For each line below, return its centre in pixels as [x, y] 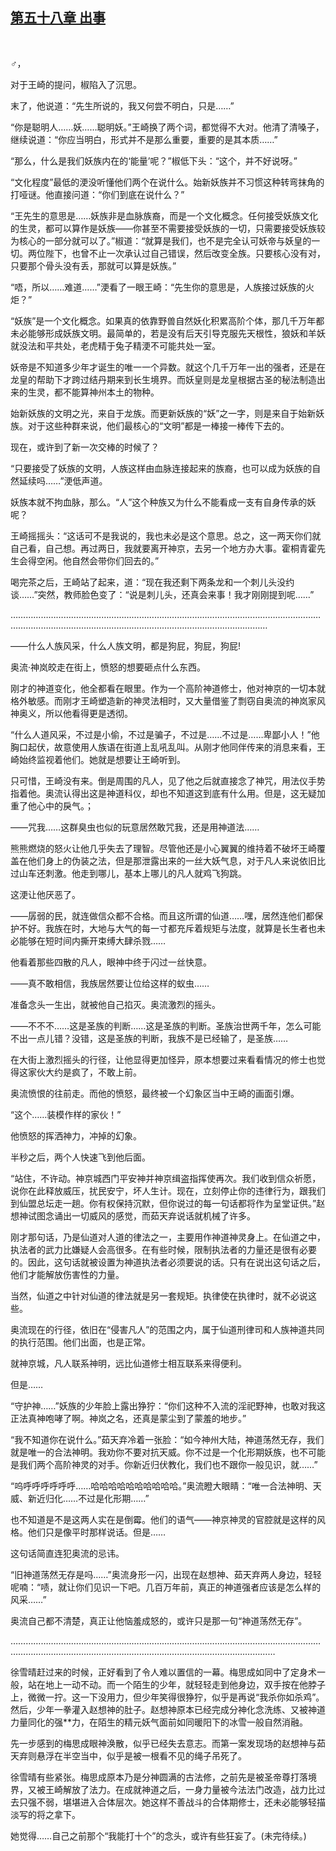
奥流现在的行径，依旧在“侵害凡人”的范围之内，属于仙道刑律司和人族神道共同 [167, 1329]
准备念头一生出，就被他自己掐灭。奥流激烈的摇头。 [115, 1004]
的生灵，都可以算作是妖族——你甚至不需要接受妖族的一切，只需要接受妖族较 [168, 228]
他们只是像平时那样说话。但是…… [97, 1532]
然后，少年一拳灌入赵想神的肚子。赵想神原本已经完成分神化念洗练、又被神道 [168, 1709]
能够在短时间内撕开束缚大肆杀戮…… [92, 940]
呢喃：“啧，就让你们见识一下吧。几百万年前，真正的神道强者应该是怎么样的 [166, 1587]
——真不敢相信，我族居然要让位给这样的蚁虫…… [110, 983]
